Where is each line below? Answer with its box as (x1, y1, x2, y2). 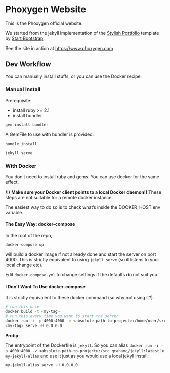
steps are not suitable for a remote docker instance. (5, 194, 113, 200)
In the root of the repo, (5, 232, 52, 239)
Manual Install (5, 86, 41, 93)
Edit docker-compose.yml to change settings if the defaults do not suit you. (5, 272, 159, 278)
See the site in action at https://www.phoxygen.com (5, 45, 113, 51)
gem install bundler (5, 122, 49, 127)
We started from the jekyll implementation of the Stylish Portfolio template (5, 30, 159, 36)
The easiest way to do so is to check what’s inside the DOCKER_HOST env (5, 204, 161, 210)
